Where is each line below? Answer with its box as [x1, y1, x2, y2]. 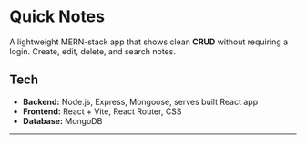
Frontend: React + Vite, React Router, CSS [22, 106, 182, 117]
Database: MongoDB [22, 115, 103, 126]
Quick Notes [9, 6, 105, 27]
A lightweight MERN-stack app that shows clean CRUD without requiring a [9, 36, 289, 47]
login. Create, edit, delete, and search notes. [9, 45, 176, 56]
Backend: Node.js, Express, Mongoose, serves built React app [22, 96, 258, 107]
